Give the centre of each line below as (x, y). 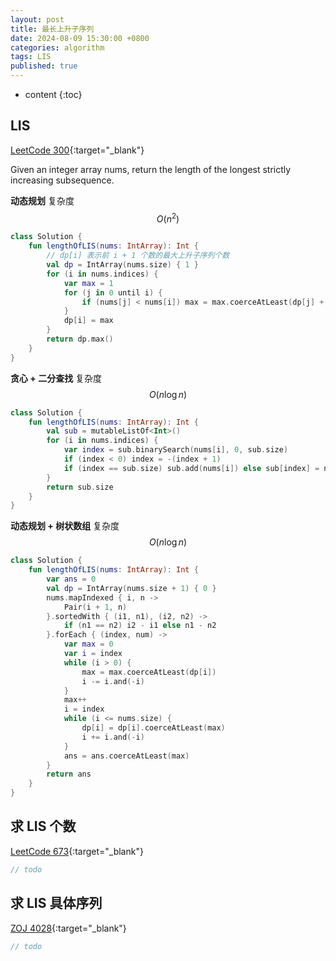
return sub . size (80, 487)
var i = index (93, 654)
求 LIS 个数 (43, 826)
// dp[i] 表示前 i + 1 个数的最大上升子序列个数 (138, 256)
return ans (69, 774)
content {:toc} (53, 94)
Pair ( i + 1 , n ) (95, 607)
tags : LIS (31, 57)
